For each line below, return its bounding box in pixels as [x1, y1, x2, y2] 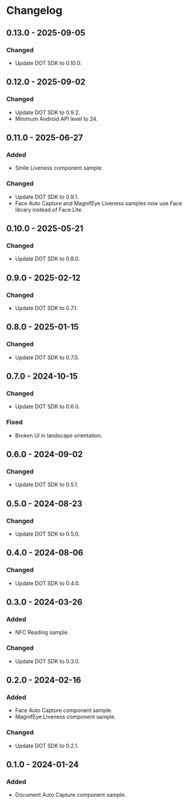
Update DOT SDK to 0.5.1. [14, 481, 79, 489]
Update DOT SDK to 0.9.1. [14, 193, 79, 200]
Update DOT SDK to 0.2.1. [14, 742, 79, 749]
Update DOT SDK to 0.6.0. [14, 403, 80, 410]
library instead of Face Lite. [14, 206, 83, 213]
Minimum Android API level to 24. [14, 115, 98, 122]
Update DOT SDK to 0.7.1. [14, 304, 78, 311]
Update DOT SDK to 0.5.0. [14, 530, 80, 537]
